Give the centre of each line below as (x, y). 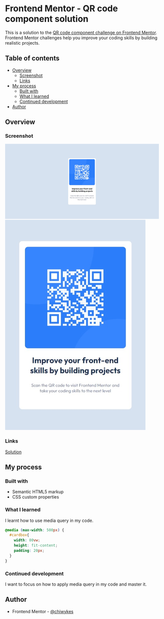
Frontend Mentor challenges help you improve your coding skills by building (81, 38)
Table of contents (32, 59)
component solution (47, 19)
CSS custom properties (36, 497)
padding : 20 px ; (29, 551)
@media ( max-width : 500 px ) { (35, 530)
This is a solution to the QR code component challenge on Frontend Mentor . (81, 32)
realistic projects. (22, 43)
